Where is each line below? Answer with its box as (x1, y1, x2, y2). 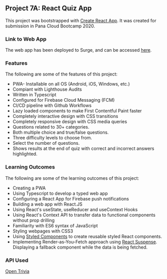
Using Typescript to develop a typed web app (12, 190, 108, 196)
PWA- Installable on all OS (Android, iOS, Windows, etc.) (12, 81, 130, 87)
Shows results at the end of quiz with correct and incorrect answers (12, 145, 154, 151)
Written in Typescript (12, 92, 57, 98)
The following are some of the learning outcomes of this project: (5, 175, 139, 181)
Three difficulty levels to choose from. (12, 135, 93, 141)
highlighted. (12, 151, 38, 157)
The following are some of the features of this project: (5, 71, 118, 77)
